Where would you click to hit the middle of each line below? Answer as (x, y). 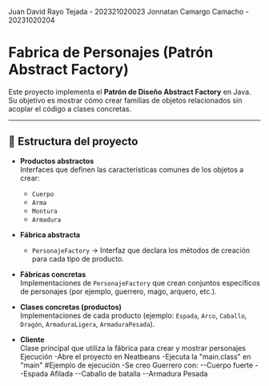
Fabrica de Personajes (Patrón (111, 53)
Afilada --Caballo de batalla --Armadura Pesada (128, 373)
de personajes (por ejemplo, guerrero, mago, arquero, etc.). (118, 291)
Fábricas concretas (53, 274)
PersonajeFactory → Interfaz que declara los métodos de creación (141, 250)
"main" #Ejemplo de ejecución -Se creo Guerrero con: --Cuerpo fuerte (137, 365)
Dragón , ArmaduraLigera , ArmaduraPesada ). (87, 323)
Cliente (32, 339)
